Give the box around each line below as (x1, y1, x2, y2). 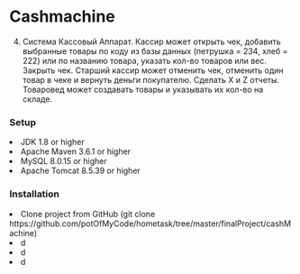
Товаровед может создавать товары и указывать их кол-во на (22, 84, 264, 95)
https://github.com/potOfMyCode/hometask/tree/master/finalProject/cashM (9, 218, 291, 229)
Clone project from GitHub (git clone (21, 208, 156, 219)
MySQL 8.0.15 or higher (21, 156, 107, 167)
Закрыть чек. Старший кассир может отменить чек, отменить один (22, 65, 284, 76)
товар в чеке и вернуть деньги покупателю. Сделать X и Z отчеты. (22, 74, 280, 85)
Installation (9, 187, 60, 200)
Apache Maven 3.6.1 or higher (21, 146, 132, 157)
